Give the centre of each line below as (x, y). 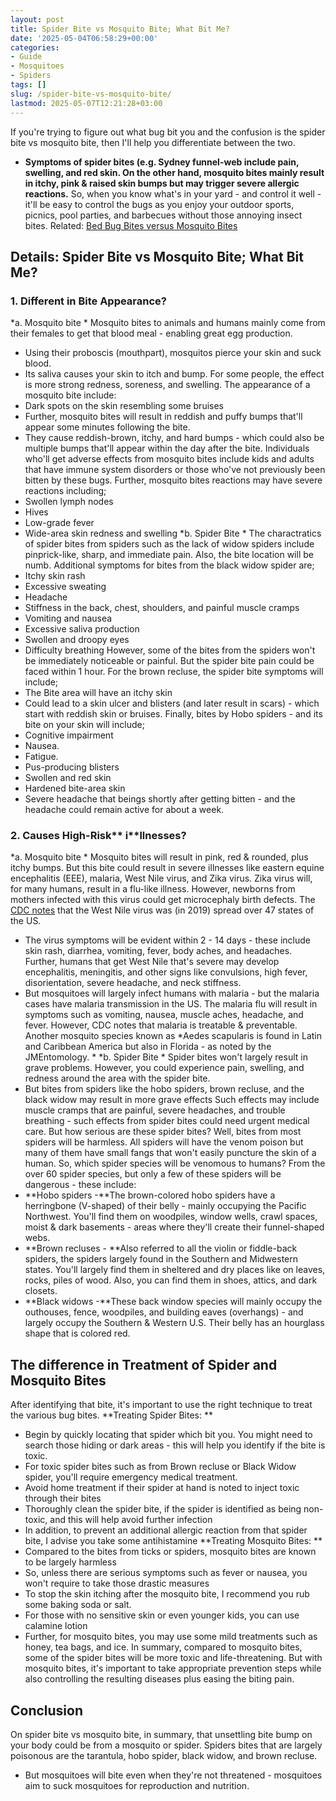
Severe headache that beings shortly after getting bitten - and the (160, 799)
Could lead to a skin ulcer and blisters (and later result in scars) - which (172, 703)
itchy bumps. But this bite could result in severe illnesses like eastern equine (167, 868)
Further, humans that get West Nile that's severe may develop (152, 962)
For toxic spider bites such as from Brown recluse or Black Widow (160, 1467)
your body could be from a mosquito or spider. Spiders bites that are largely (166, 1745)
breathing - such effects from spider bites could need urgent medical (167, 1121)
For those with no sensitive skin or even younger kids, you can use (162, 1615)
